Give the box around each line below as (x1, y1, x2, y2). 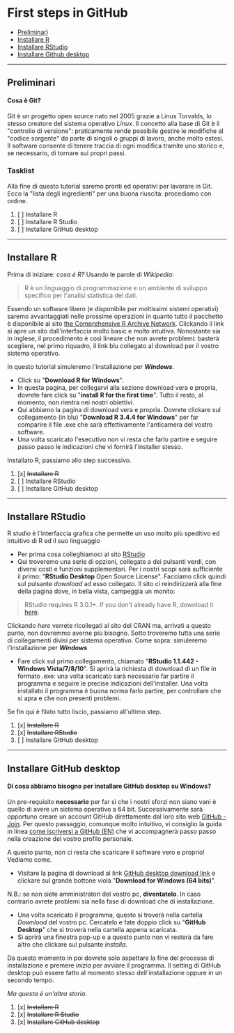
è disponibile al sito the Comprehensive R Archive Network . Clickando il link (7, 319, 224, 328)
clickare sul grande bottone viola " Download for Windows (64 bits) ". (17, 876, 216, 885)
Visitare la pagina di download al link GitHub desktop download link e (17, 869, 216, 878)
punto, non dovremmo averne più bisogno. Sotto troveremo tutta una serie (7, 629, 221, 638)
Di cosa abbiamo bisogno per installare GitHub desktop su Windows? (7, 782, 212, 791)
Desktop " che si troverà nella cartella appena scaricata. (17, 926, 178, 934)
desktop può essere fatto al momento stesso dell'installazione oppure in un (7, 969, 223, 977)
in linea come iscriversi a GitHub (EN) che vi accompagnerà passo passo (7, 827, 217, 836)
